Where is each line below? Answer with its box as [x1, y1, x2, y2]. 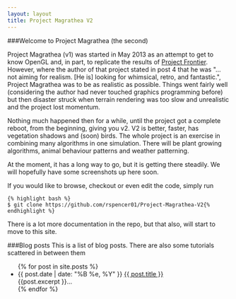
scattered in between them [7, 248, 86, 257]
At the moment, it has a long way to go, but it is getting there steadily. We [7, 160, 220, 168]
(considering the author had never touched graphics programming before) [7, 88, 223, 96]
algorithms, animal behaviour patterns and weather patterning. [7, 146, 189, 155]
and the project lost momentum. [7, 102, 100, 111]
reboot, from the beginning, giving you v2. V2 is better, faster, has [7, 124, 199, 132]
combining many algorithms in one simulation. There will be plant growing [7, 139, 223, 147]
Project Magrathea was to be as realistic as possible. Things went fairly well [7, 80, 228, 88]
